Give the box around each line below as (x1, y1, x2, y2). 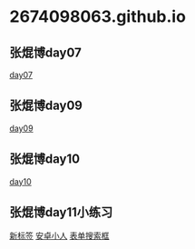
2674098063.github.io (9, 6, 186, 27)
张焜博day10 (9, 152, 80, 167)
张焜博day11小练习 (9, 204, 113, 220)
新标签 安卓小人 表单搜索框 (9, 230, 110, 242)
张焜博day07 (9, 45, 82, 60)
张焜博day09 (9, 98, 83, 114)
